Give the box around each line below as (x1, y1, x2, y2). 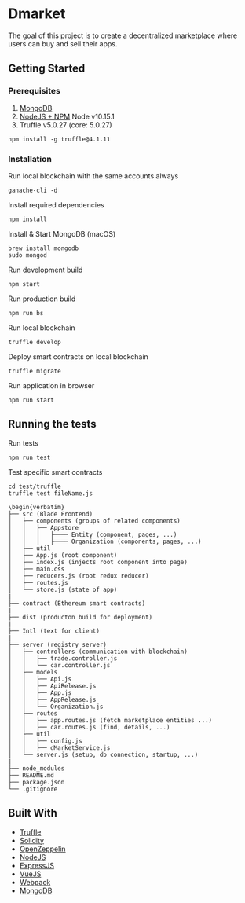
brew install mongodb (8, 244, 79, 252)
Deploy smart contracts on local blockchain (8, 351, 149, 362)
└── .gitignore (8, 785, 58, 793)
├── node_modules (8, 764, 65, 773)
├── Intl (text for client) (8, 626, 101, 635)
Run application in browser (8, 380, 95, 390)
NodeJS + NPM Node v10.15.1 (19, 112, 115, 121)
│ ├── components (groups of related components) (8, 516, 181, 525)
